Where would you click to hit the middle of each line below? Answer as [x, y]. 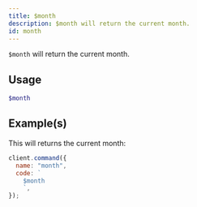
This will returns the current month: [67, 143]
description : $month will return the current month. [99, 24]
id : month [25, 31]
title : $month [32, 16]
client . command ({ [38, 158]
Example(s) [38, 124]
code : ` [29, 173]
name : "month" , [41, 166]
